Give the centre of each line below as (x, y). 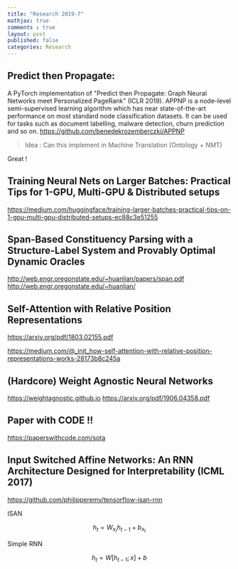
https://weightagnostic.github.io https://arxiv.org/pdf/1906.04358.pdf (109, 398)
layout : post (27, 34)
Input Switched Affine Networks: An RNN (101, 460)
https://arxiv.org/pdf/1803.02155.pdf (60, 337)
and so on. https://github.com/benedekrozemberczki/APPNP (96, 131)
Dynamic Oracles (46, 262)
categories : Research (39, 47)
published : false (33, 41)
